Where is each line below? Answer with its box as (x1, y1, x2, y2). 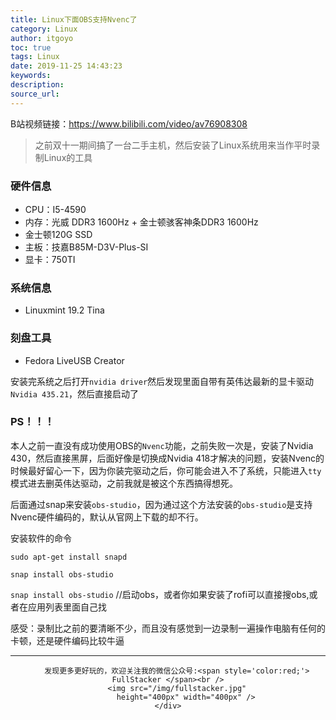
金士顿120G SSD (24, 228, 93, 240)
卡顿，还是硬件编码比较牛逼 (10, 634, 125, 646)
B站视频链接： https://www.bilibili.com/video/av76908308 (10, 117, 248, 130)
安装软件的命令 (10, 532, 72, 544)
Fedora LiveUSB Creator (24, 354, 125, 366)
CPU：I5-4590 (24, 203, 87, 215)
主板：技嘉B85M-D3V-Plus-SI (24, 241, 149, 253)
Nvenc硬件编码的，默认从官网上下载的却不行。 (10, 511, 204, 523)
